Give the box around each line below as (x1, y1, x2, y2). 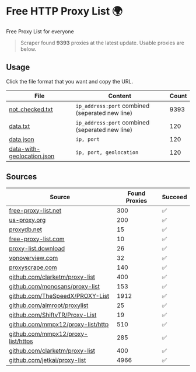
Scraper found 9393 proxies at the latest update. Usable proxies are (20, 39, 185, 46)
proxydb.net (9, 225, 43, 234)
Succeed (162, 193, 187, 201)
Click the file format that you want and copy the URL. (6, 78, 133, 85)
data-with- (9, 144, 41, 152)
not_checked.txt (9, 105, 54, 113)
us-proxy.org (9, 215, 46, 224)
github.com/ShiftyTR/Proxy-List (9, 311, 97, 319)
